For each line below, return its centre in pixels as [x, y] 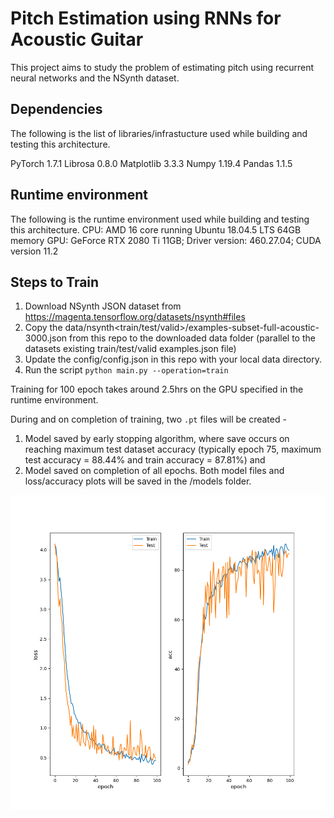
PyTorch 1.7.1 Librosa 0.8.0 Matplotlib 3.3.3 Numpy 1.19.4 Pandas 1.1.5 [151, 163]
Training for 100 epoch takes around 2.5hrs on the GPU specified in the [157, 389]
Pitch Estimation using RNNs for [146, 18]
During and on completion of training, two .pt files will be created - [148, 419]
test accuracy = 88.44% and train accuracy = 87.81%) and [145, 460]
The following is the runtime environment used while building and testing [160, 219]
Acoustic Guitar [77, 39]
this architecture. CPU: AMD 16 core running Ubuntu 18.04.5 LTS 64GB [156, 229]
